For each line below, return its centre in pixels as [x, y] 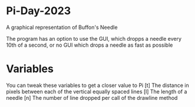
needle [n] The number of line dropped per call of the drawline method [92, 98]
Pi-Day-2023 [39, 11]
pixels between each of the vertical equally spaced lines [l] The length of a [97, 91]
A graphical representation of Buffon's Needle [62, 27]
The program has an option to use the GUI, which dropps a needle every [94, 38]
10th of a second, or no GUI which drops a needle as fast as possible [90, 45]
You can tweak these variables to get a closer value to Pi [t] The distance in [98, 85]
